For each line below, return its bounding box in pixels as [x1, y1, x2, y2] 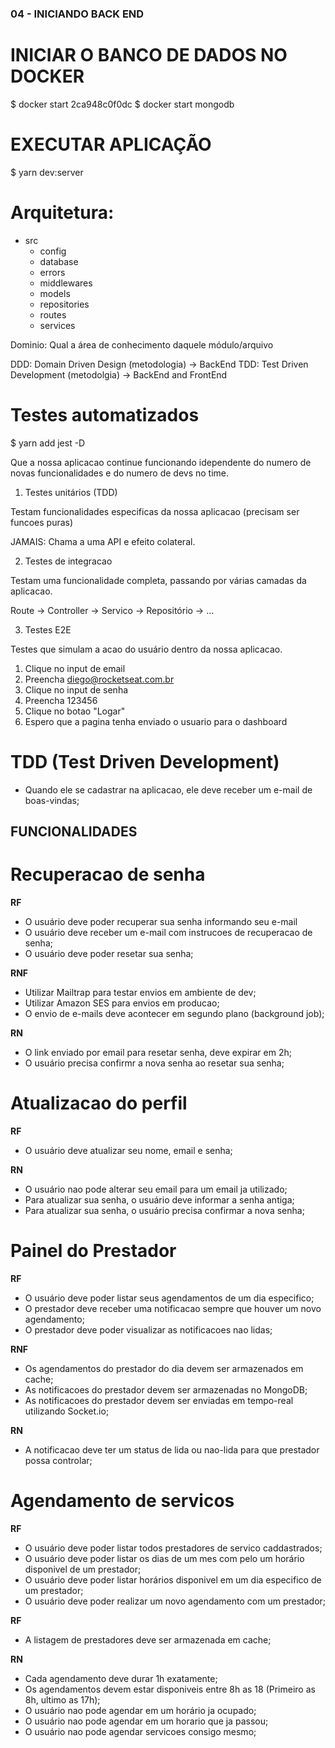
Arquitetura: [10, 201, 115, 224]
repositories [39, 298, 90, 310]
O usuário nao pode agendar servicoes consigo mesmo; [24, 1725, 257, 1737]
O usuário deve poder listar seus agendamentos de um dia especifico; [24, 1292, 315, 1304]
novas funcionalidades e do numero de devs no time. [10, 467, 230, 479]
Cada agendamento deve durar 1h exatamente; [24, 1672, 218, 1684]
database [39, 255, 79, 267]
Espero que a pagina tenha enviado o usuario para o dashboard [24, 715, 288, 727]
